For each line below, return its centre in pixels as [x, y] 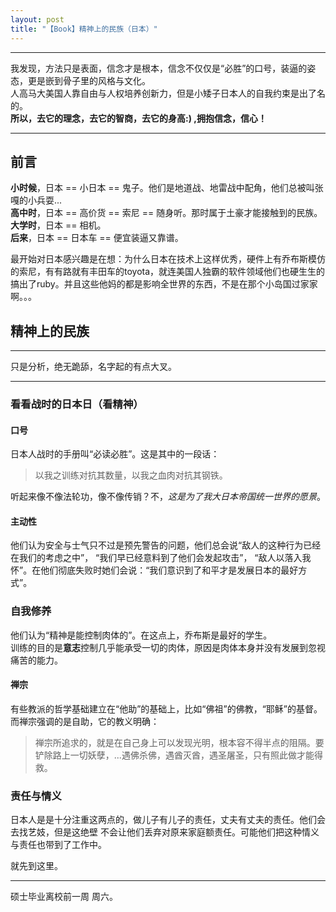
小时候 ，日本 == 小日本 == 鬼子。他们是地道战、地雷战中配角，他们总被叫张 [167, 188]
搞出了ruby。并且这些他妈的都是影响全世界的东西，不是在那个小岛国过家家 [164, 284]
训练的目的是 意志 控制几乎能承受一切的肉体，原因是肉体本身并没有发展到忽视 [168, 647]
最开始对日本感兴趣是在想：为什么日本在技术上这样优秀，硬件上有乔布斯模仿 [168, 259]
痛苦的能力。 [36, 660]
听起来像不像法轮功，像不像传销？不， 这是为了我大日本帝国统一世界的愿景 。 [168, 497]
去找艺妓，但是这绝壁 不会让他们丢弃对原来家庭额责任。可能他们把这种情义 [165, 832]
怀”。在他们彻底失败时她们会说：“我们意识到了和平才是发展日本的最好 [154, 570]
